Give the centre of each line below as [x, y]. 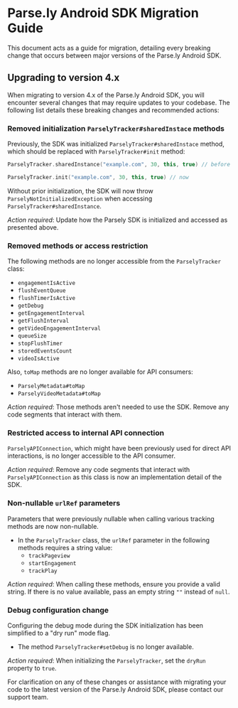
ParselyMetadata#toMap [51, 386]
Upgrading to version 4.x [64, 78]
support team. [28, 697]
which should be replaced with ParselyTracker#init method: [96, 151]
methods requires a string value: [65, 547]
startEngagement [52, 563]
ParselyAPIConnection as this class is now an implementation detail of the [115, 477]
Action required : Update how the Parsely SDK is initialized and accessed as [118, 220]
